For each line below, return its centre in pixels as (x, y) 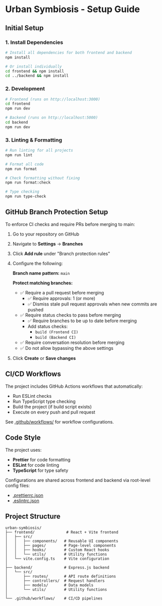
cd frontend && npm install (35, 71)
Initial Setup (24, 28)
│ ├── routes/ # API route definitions (61, 577)
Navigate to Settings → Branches (48, 244)
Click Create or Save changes (44, 358)
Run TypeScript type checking (44, 401)
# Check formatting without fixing (43, 178)
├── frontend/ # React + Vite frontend (62, 532)
